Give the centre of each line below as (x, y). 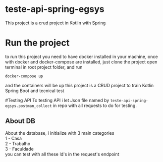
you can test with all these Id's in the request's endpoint (62, 154)
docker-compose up (24, 76)
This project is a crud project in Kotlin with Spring (55, 23)
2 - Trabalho (18, 143)
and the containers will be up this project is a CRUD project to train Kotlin (80, 85)
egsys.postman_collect (28, 106)
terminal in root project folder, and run (44, 67)
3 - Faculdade (19, 149)
